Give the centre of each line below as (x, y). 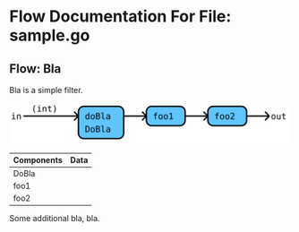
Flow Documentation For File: (120, 17)
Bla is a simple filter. (46, 90)
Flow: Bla (35, 69)
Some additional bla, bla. (55, 218)
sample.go (50, 35)
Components (38, 160)
